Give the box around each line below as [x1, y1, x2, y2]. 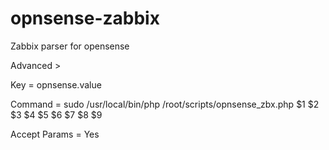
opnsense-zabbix [10, 7, 160, 30]
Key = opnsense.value [10, 78, 102, 91]
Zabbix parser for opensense [10, 40, 130, 52]
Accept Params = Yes [10, 128, 100, 140]
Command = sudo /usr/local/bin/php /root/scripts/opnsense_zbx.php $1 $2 [10, 98, 320, 110]
